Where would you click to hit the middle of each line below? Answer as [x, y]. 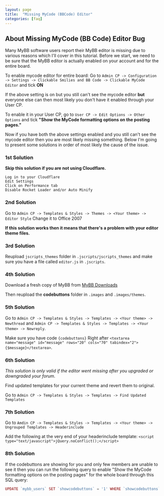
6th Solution [20, 360]
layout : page [18, 10]
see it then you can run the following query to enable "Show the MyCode [78, 470]
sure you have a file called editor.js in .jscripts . [55, 262]
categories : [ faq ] [24, 19]
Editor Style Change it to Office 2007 [43, 218]
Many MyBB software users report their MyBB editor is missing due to [75, 51]
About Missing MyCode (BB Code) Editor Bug [75, 39]
